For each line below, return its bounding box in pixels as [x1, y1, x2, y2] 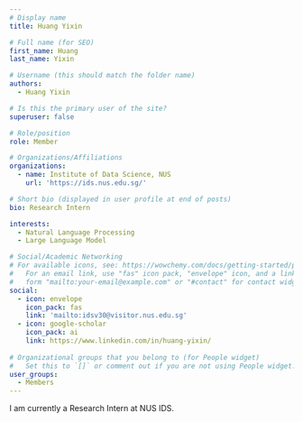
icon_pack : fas [25, 303, 83, 312]
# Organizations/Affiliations [9, 153, 124, 162]
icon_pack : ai [25, 328, 78, 337]
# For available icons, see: [9, 261, 119, 271]
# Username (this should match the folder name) [9, 71, 196, 80]
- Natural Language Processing [17, 227, 135, 237]
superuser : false [9, 112, 75, 122]
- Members [17, 378, 54, 388]
